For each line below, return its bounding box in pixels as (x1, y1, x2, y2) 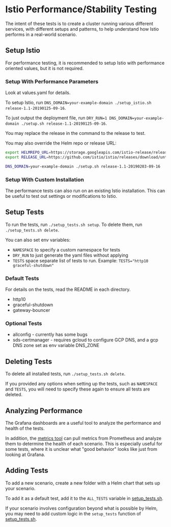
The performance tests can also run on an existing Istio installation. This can (5, 188, 165, 194)
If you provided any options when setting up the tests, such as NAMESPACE (5, 381, 158, 387)
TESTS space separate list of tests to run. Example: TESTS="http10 (12, 257, 149, 264)
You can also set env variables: (5, 237, 71, 243)
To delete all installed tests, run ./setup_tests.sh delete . (5, 371, 126, 377)
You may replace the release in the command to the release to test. (5, 130, 146, 136)
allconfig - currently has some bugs (12, 331, 88, 338)
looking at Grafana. (5, 451, 45, 457)
